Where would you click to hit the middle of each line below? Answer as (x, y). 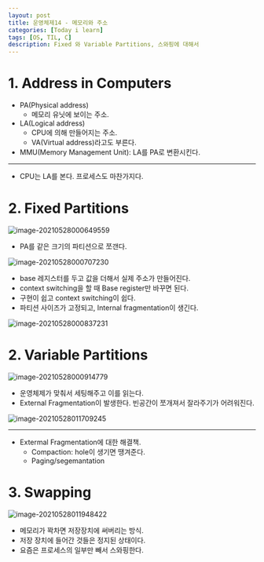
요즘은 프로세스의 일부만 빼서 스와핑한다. (81, 549)
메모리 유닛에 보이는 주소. (70, 115)
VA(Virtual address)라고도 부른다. (84, 143)
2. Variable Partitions (78, 355)
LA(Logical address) (52, 123)
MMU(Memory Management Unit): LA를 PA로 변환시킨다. (110, 152)
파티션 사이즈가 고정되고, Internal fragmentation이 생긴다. (109, 308)
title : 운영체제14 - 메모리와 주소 (58, 23)
